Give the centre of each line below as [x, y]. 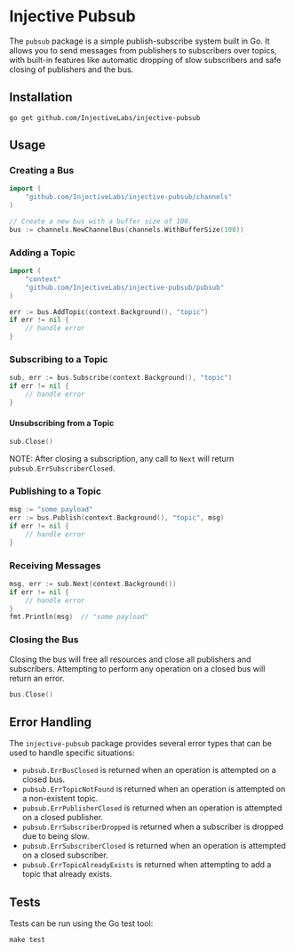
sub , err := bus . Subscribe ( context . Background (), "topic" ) [121, 378]
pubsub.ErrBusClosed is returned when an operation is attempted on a [149, 770]
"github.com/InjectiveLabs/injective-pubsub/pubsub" [125, 287]
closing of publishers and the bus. [72, 69]
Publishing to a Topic [56, 491]
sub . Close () [31, 442]
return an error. [37, 678]
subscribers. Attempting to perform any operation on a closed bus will [137, 668]
